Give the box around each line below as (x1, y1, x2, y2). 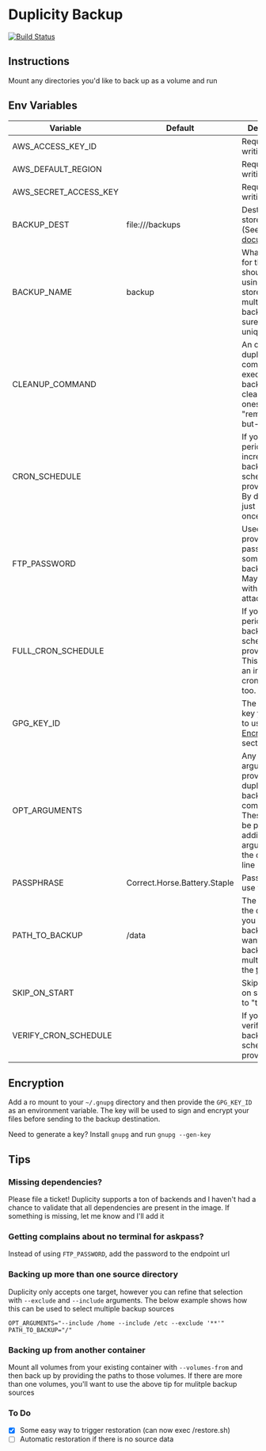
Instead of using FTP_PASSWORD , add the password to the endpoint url (8, 1249, 230, 1258)
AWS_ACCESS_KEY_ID (12, 140, 97, 151)
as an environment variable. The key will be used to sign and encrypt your (8, 1106, 249, 1116)
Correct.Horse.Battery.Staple (126, 877, 234, 888)
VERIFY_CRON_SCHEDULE (12, 1029, 112, 1040)
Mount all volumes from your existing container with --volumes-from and (8, 1362, 244, 1372)
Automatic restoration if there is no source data (19, 1434, 174, 1444)
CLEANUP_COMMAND (12, 378, 97, 389)
